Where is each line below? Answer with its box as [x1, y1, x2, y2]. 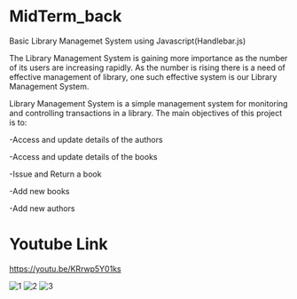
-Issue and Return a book [9, 169, 102, 179]
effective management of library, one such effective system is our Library [9, 71, 277, 82]
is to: [9, 117, 27, 128]
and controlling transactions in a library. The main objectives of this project [9, 107, 283, 118]
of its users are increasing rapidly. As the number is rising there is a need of [9, 62, 286, 73]
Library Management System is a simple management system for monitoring [9, 98, 288, 108]
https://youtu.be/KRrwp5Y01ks [9, 264, 121, 274]
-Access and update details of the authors [9, 134, 163, 145]
